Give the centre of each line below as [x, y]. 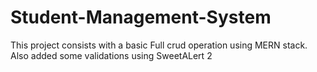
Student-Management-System [141, 17]
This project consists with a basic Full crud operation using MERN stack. [159, 45]
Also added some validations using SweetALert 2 [111, 55]
